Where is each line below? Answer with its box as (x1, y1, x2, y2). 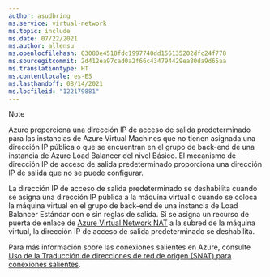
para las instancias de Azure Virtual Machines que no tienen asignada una (8, 134, 256, 143)
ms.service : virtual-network (8, 19, 107, 28)
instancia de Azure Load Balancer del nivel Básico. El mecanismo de (8, 151, 237, 160)
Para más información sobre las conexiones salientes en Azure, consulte (8, 242, 251, 252)
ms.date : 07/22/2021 (8, 34, 79, 43)
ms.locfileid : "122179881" (8, 87, 100, 96)
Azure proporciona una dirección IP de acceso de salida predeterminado (8, 125, 251, 134)
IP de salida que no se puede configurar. (8, 168, 144, 178)
